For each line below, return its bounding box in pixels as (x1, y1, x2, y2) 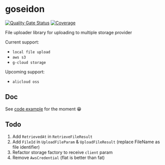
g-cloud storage (12, 60, 46, 65)
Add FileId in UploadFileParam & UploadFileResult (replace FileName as (12, 139, 160, 145)
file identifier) (12, 144, 40, 150)
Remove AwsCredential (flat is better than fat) (12, 155, 105, 161)
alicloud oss (12, 79, 40, 84)
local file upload (12, 50, 51, 55)
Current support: (5, 39, 40, 45)
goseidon (5, 3, 45, 15)
